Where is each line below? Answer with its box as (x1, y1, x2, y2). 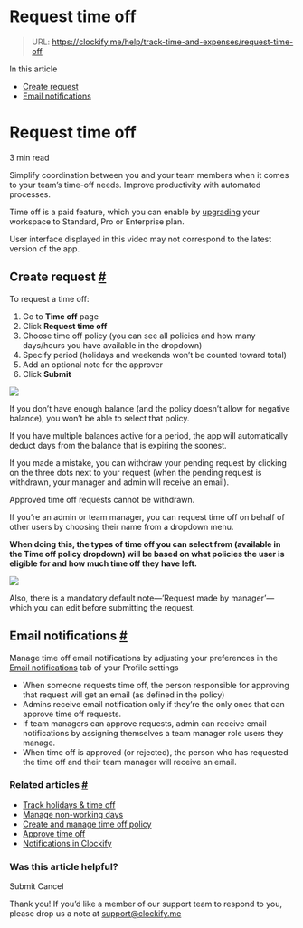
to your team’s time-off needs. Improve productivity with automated (9, 179, 261, 190)
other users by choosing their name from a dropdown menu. (9, 521, 234, 532)
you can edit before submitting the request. (33, 601, 195, 612)
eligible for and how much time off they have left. (9, 558, 197, 569)
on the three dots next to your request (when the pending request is (9, 467, 262, 478)
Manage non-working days (22, 809, 124, 819)
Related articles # (9, 779, 89, 791)
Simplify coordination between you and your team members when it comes (9, 169, 289, 180)
